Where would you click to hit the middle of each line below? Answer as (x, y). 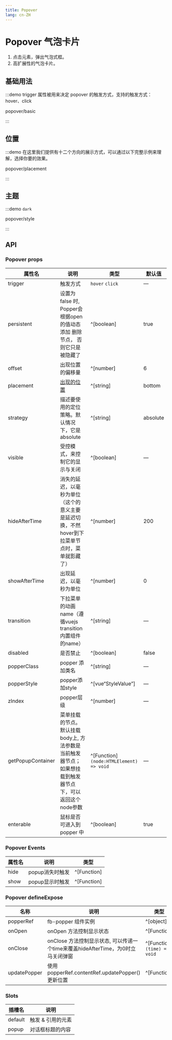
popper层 (71, 697)
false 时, (70, 301)
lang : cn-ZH (18, 15)
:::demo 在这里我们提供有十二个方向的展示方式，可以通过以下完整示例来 (81, 152)
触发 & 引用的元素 (51, 1020)
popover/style (20, 218)
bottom (152, 385)
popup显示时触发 (49, 882)
